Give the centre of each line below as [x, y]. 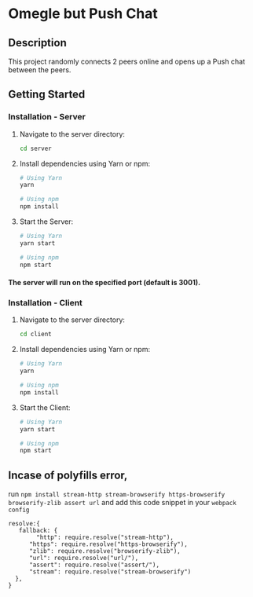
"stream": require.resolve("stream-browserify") [110, 572]
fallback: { [38, 531]
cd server [36, 148]
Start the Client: [45, 407]
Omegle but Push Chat [83, 14]
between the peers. [40, 70]
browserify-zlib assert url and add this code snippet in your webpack [123, 503]
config [19, 510]
